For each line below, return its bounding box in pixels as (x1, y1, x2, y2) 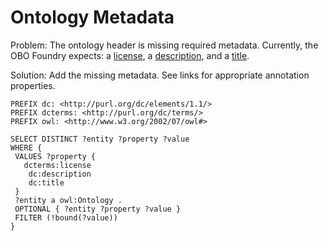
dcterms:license (23, 160, 92, 170)
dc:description (28, 169, 92, 179)
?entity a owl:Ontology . (14, 195, 123, 205)
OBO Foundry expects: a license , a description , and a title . (10, 49, 250, 61)
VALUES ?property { (14, 151, 97, 161)
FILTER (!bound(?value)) (14, 212, 118, 223)
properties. (10, 79, 56, 91)
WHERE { (10, 142, 43, 153)
